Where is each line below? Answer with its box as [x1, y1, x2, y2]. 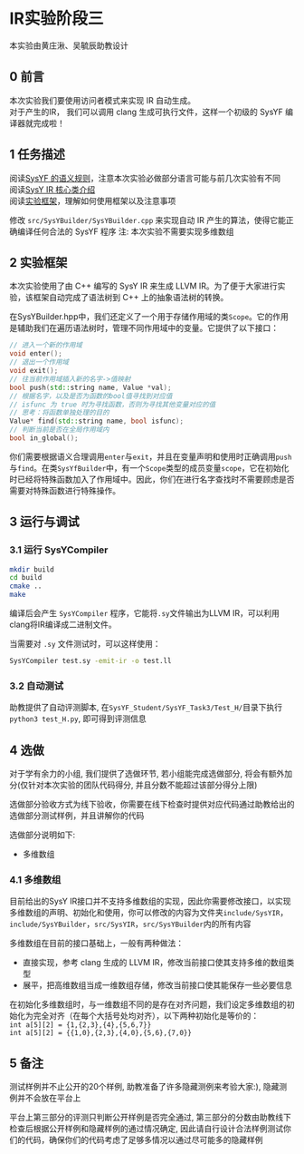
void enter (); [9, 349, 63, 358]
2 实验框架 [9, 255, 68, 270]
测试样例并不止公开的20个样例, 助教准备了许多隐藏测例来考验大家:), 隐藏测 [9, 1081, 288, 1092]
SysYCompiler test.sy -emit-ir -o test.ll [9, 657, 172, 666]
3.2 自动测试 [9, 680, 64, 692]
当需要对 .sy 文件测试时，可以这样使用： [9, 639, 161, 650]
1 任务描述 [9, 147, 66, 162]
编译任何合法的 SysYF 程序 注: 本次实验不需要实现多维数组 [16, 226, 234, 237]
